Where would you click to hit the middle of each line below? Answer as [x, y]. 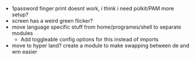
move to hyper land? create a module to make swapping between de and [100, 45]
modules [22, 33]
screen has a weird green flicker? [52, 21]
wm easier [24, 52]
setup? [20, 15]
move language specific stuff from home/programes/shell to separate [96, 27]
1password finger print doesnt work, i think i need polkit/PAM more [93, 8]
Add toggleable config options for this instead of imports [90, 39]
